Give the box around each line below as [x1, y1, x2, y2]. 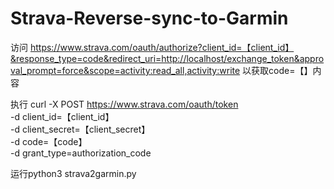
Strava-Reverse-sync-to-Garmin [10, 7, 289, 30]
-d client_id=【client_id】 [10, 110, 115, 122]
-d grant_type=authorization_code [10, 147, 152, 159]
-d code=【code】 [10, 135, 88, 147]
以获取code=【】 [242, 64, 313, 76]
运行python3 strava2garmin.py [10, 167, 137, 179]
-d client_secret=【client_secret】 [10, 123, 151, 135]
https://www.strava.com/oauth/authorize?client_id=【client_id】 [29, 41, 295, 53]
